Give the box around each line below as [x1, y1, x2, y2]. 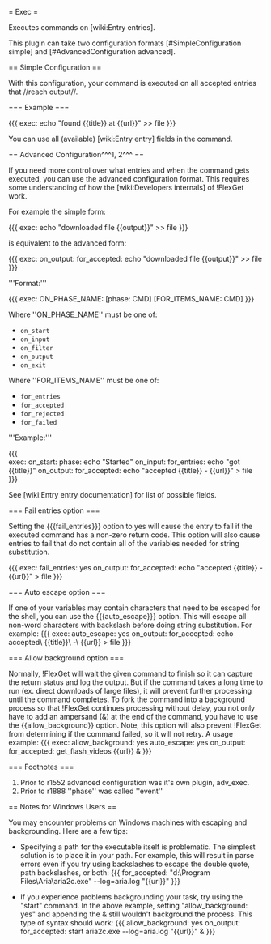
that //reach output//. [8, 87, 78, 96]
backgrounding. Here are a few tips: [8, 827, 128, 835]
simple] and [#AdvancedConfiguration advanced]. [8, 47, 176, 56]
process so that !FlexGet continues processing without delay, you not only [8, 703, 256, 712]
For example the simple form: [8, 207, 107, 216]
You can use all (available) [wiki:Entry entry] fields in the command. [8, 134, 233, 143]
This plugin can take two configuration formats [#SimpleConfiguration [8, 38, 242, 48]
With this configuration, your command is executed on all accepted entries [8, 79, 257, 88]
